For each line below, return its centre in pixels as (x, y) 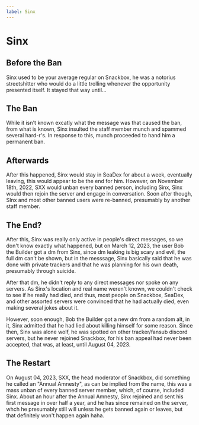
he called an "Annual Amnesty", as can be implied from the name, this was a (99, 383)
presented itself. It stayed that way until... (56, 90)
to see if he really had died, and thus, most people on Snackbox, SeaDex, (95, 295)
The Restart (28, 363)
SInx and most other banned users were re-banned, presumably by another (98, 200)
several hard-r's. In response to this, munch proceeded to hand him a (91, 136)
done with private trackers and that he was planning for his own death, (92, 265)
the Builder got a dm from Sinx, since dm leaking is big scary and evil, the (96, 252)
